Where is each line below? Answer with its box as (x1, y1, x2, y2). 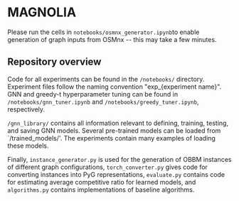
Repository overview (7, 56, 102, 68)
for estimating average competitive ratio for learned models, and (7, 178, 196, 186)
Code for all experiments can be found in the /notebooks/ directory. (7, 75, 205, 83)
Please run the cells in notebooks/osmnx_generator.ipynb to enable (7, 28, 200, 36)
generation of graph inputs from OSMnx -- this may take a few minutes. (7, 35, 217, 43)
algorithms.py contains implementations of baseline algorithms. (7, 185, 195, 194)
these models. (7, 141, 49, 150)
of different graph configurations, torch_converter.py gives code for (7, 163, 208, 171)
